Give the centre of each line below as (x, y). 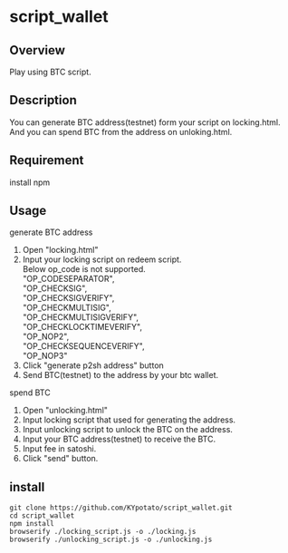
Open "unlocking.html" (65, 411)
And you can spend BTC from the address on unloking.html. (121, 131)
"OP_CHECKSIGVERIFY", (68, 298)
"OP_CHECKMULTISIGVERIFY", (80, 317)
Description (43, 100)
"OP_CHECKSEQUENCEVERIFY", (83, 346)
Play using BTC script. (51, 72)
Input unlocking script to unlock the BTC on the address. (128, 430)
